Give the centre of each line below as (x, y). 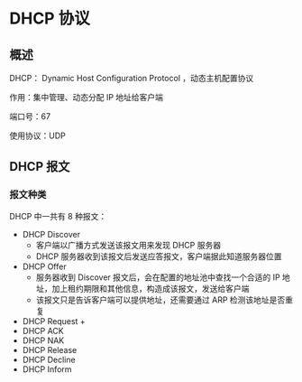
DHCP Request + (54, 321)
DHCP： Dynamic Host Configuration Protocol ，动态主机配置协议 (132, 78)
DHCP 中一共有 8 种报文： (58, 216)
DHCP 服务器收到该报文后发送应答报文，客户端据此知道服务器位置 (159, 256)
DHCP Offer (44, 266)
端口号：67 (30, 116)
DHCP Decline (49, 359)
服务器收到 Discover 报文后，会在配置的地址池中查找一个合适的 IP (158, 277)
